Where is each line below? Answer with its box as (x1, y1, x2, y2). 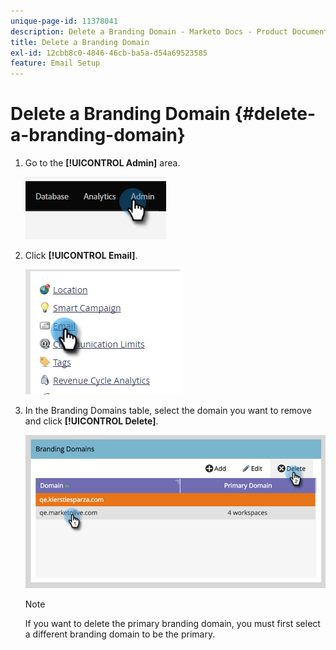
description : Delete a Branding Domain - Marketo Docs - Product (10, 26, 288, 37)
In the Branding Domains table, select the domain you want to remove (24, 405, 312, 417)
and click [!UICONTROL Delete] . (24, 415, 159, 427)
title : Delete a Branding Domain (10, 37, 150, 47)
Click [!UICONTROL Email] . (24, 250, 138, 262)
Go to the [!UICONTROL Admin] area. (24, 157, 181, 169)
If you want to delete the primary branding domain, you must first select (24, 617, 321, 629)
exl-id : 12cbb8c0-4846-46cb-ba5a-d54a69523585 (10, 48, 208, 58)
